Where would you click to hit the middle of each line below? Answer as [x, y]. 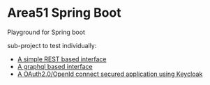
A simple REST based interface [62, 59]
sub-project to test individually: [52, 45]
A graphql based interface [55, 66]
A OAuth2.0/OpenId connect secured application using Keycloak [110, 74]
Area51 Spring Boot [64, 13]
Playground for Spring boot [46, 32]
